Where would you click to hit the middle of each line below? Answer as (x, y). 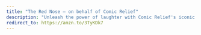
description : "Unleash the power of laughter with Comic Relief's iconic (101, 17)
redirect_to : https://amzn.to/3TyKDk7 (55, 23)
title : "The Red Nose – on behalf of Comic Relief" (72, 12)
